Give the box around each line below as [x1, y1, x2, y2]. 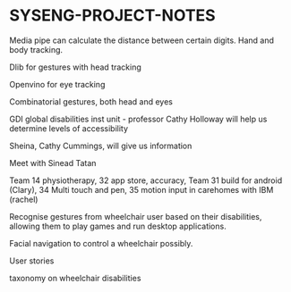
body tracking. [9, 44, 64, 54]
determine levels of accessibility [9, 122, 128, 134]
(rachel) [9, 194, 39, 204]
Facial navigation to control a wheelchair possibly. [9, 238, 193, 248]
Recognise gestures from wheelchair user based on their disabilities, [9, 211, 262, 221]
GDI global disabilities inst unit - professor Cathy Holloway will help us [9, 113, 268, 124]
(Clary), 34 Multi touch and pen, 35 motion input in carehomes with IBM [9, 184, 274, 195]
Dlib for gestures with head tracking [9, 62, 141, 72]
